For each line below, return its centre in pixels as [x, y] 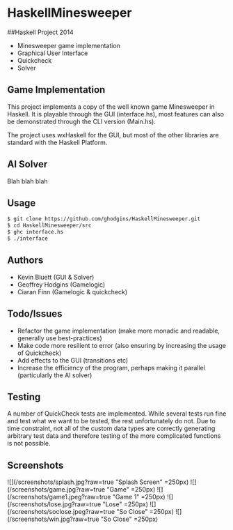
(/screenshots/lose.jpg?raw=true [54, 504]
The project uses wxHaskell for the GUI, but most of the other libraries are [113, 135]
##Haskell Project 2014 [41, 32]
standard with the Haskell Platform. [57, 142]
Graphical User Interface [53, 53]
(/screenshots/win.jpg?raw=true [53, 519]
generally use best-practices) [59, 338]
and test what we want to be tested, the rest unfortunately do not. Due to [111, 421]
